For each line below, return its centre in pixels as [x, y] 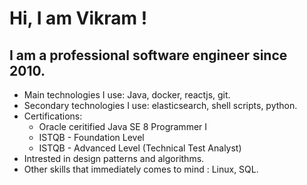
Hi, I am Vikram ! [78, 18]
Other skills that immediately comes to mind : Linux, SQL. [141, 169]
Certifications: [53, 116]
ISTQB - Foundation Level [91, 137]
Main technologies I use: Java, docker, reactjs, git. [127, 95]
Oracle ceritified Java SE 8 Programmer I [123, 126]
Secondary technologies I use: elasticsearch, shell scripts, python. [160, 105]
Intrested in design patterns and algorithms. [114, 158]
